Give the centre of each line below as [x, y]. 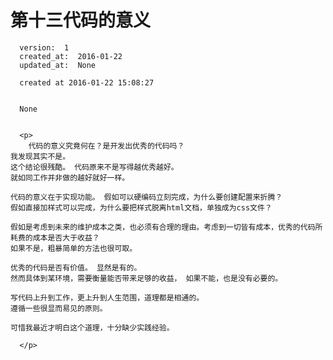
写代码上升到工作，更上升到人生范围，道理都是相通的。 [107, 297]
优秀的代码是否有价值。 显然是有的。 [76, 267]
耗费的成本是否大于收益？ [55, 237]
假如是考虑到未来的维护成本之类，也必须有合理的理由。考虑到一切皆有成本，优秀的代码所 [166, 227]
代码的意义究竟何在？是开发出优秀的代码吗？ [106, 146]
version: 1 [44, 47]
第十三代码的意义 [81, 20]
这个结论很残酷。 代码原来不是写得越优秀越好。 [94, 167]
